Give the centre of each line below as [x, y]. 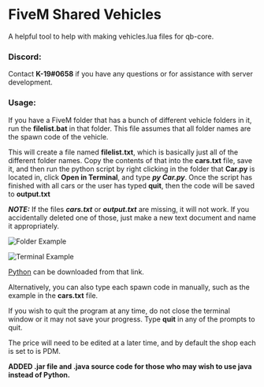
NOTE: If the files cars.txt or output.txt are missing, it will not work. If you [129, 209]
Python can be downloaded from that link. [76, 272]
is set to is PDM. [35, 351]
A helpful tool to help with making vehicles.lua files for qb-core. [111, 36]
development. [30, 82]
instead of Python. [39, 374]
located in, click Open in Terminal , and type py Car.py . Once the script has [130, 177]
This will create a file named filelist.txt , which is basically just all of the [123, 152]
